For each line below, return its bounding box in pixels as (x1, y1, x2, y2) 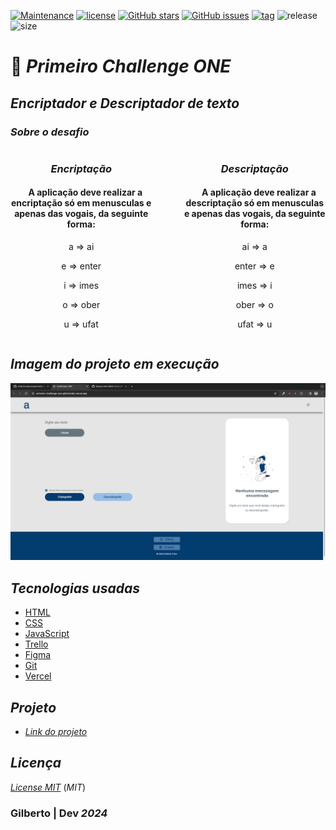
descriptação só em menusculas (185, 197, 325, 209)
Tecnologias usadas (10, 580, 140, 597)
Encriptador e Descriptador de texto (10, 95, 240, 112)
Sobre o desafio (10, 125, 90, 139)
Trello (24, 638, 49, 650)
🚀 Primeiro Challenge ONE (10, 55, 232, 78)
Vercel (24, 670, 52, 682)
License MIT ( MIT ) (10, 781, 87, 793)
